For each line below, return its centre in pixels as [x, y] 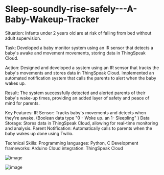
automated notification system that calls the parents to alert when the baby [81, 78]
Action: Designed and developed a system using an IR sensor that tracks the [82, 68]
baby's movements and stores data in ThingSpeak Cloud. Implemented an [80, 73]
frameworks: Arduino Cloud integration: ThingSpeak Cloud [64, 148]
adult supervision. [23, 38]
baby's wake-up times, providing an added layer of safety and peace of [77, 98]
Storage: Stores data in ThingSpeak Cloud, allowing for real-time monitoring [82, 123]
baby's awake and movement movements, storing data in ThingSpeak [75, 53]
